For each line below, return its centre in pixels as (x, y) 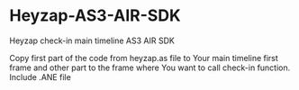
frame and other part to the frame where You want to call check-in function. (150, 67)
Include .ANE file (41, 76)
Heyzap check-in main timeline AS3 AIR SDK (92, 40)
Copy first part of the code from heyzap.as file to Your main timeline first (144, 58)
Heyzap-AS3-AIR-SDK (95, 16)
